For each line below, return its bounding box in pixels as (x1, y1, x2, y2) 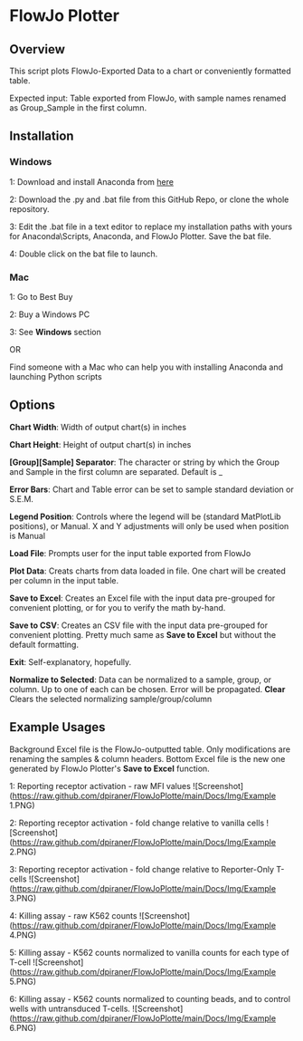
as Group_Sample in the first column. (9, 102, 147, 113)
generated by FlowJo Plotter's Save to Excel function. (9, 763, 210, 774)
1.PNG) (9, 799, 35, 811)
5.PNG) (9, 976, 37, 987)
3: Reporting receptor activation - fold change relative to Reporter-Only (9, 863, 274, 874)
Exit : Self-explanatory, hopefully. (9, 656, 132, 667)
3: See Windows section (9, 326, 101, 337)
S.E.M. (9, 493, 34, 504)
